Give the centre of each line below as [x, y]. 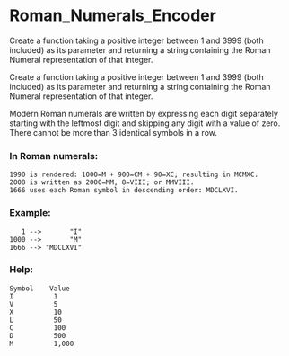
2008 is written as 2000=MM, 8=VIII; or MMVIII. [102, 182]
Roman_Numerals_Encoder [113, 16]
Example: [30, 213]
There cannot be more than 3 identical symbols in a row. [113, 132]
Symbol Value [39, 289]
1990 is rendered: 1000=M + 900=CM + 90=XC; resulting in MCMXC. [134, 175]
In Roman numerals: [54, 156]
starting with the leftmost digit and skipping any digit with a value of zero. [145, 123]
